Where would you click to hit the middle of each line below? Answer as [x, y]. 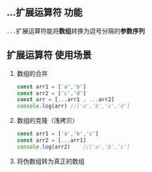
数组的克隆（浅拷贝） [47, 121]
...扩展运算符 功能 [45, 13]
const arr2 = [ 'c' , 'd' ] [51, 93]
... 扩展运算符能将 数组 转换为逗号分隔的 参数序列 [76, 31]
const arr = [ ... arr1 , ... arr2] [65, 100]
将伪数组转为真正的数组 [50, 161]
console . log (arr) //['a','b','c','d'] [73, 106]
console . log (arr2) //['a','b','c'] [73, 147]
